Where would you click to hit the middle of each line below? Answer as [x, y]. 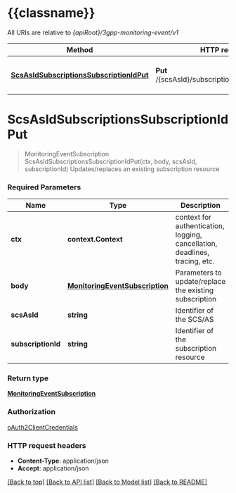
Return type [28, 378]
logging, [189, 235]
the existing [195, 290]
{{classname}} [51, 13]
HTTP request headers [47, 445]
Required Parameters [44, 187]
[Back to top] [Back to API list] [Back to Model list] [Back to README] [107, 482]
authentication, [200, 226]
